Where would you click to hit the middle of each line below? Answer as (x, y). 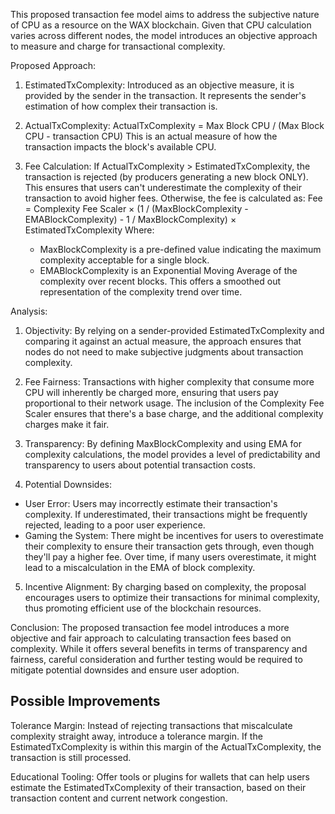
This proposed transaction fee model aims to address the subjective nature (165, 14)
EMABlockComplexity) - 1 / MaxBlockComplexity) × (130, 219)
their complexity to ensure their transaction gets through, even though (169, 546)
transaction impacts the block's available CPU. (120, 147)
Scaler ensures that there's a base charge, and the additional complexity (174, 413)
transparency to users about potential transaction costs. (140, 465)
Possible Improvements (85, 701)
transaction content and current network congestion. (119, 798)
